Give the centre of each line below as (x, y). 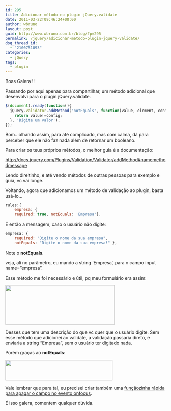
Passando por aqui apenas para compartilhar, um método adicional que (80, 91)
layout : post (19, 29)
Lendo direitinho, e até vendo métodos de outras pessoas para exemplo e (83, 175)
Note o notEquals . (25, 253)
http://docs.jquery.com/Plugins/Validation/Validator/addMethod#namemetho (85, 160)
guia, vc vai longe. (24, 180)
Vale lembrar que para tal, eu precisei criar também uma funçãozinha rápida (85, 388)
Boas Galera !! (20, 81)
